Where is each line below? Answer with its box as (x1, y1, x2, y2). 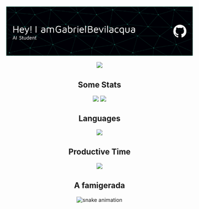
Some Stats (78, 79, 121, 89)
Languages (78, 113, 121, 123)
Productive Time (68, 147, 131, 157)
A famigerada (73, 181, 126, 191)
